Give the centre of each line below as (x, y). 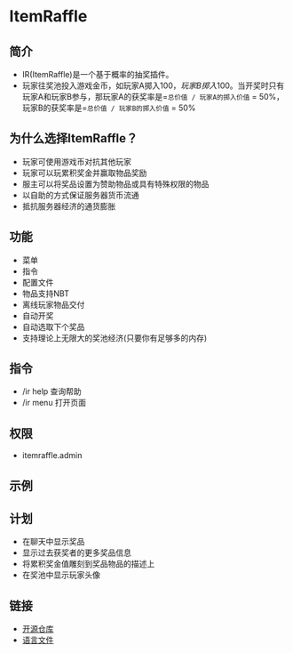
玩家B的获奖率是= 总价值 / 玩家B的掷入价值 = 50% (109, 108)
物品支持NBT (45, 293)
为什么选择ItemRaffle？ (74, 138)
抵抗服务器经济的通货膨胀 (69, 206)
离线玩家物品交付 (53, 304)
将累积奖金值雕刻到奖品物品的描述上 (88, 564)
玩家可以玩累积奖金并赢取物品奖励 (84, 173)
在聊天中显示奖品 (53, 542)
